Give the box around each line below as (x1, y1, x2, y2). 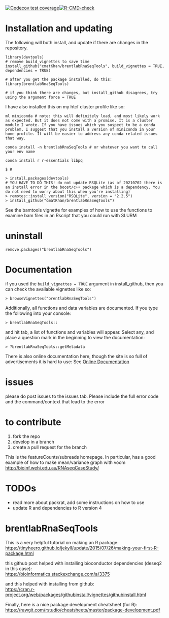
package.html (5, 550, 34, 556)
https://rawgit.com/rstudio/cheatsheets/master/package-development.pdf (5, 607, 161, 613)
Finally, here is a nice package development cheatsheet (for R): (5, 601, 138, 607)
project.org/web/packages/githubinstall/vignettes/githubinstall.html (5, 592, 146, 598)
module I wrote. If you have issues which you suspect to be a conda (5, 122, 156, 127)
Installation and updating (5, 23, 113, 34)
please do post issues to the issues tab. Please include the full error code (5, 393, 159, 399)
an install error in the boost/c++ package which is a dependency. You (5, 185, 160, 190)
